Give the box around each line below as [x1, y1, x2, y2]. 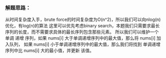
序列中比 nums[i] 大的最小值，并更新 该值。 [5, 48, 94, 54]
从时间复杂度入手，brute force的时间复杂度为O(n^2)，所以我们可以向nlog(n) [5, 16, 161, 23]
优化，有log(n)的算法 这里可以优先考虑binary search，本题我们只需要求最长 [5, 23, 160, 29]
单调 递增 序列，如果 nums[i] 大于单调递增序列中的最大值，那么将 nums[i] [5, 35, 156, 41]
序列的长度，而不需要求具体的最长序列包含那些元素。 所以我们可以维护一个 [5, 29, 159, 35]
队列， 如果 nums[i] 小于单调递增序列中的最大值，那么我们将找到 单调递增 [9, 41, 161, 48]
